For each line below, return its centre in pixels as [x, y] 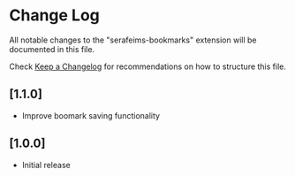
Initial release [46, 165]
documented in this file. [52, 49]
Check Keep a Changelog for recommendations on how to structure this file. [148, 66]
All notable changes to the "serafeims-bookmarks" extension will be [133, 40]
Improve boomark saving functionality [91, 115]
